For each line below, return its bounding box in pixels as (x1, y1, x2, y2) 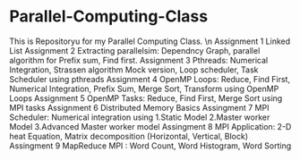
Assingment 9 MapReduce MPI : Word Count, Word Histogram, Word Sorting (9, 140, 292, 151)
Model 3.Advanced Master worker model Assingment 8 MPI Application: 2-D (9, 121, 292, 131)
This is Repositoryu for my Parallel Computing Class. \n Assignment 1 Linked (9, 36, 291, 46)
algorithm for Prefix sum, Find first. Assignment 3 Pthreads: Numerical (9, 55, 269, 65)
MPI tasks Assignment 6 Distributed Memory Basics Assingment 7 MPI (9, 102, 270, 113)
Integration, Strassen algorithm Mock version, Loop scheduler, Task (9, 64, 259, 75)
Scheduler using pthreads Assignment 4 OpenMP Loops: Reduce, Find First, (9, 73, 291, 84)
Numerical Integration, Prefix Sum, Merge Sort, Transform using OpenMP (9, 83, 279, 94)
